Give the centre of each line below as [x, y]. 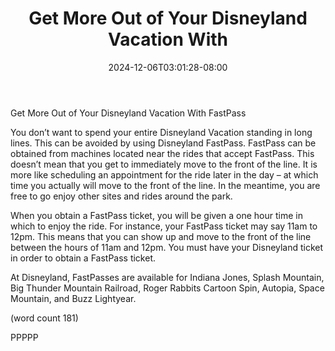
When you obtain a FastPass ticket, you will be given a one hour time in [156, 215]
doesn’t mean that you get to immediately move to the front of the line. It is [164, 164]
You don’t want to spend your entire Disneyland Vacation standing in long [161, 132]
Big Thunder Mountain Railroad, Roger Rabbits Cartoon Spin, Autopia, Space [167, 288]
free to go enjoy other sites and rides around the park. [121, 196]
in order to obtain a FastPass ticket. [83, 258]
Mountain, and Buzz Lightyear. [73, 298]
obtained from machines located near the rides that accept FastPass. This [162, 153]
